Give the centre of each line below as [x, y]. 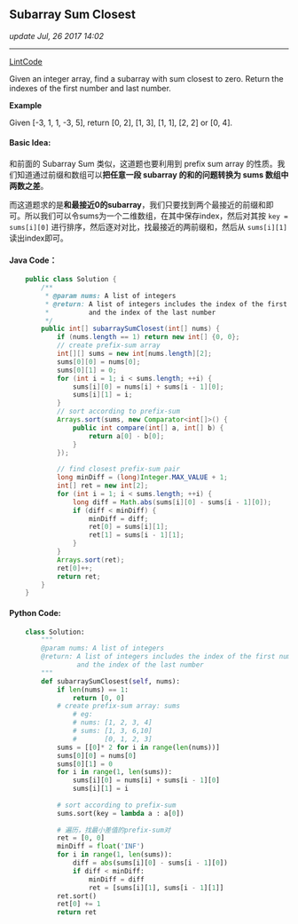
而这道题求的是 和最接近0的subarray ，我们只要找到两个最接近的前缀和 [137, 205]
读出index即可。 [39, 238]
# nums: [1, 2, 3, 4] [112, 723]
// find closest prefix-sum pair [118, 470]
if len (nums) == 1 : [92, 690]
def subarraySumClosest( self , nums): [110, 681]
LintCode [26, 61]
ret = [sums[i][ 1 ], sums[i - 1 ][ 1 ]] [156, 888]
